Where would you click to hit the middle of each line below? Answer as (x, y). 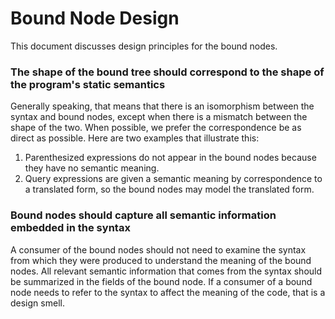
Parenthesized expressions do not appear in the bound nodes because (170, 158)
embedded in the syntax (70, 228)
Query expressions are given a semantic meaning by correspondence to (173, 179)
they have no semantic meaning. (92, 168)
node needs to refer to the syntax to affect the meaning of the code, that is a (168, 292)
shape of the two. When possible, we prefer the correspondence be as (156, 128)
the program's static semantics (88, 84)
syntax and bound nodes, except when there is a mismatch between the (159, 117)
